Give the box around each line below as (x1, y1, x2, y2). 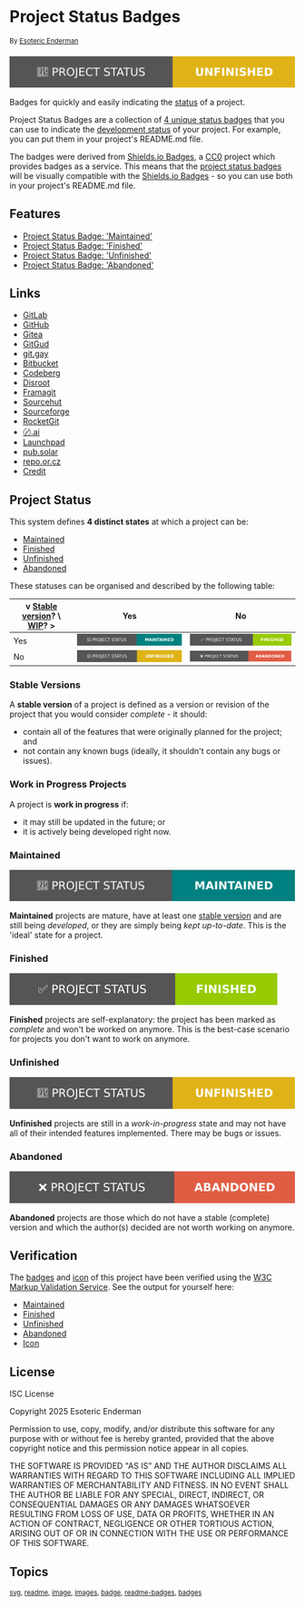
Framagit (22, 387, 56, 398)
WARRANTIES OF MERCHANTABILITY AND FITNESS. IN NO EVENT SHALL (9, 1480, 290, 1491)
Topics (9, 1564, 49, 1580)
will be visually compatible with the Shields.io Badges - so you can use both (9, 170, 293, 181)
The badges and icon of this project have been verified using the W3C (9, 1272, 272, 1283)
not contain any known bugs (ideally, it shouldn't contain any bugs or (22, 746, 281, 757)
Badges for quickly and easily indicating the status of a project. (9, 96, 246, 107)
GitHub (22, 320, 50, 331)
